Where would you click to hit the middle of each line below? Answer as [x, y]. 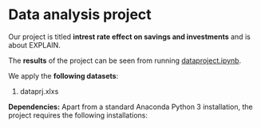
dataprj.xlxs [39, 91]
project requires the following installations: [78, 115]
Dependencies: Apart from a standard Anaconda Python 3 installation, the [130, 107]
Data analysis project [80, 15]
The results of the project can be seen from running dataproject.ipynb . [125, 60]
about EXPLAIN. [35, 45]
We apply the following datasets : [63, 76]
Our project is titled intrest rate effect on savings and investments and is [130, 37]
